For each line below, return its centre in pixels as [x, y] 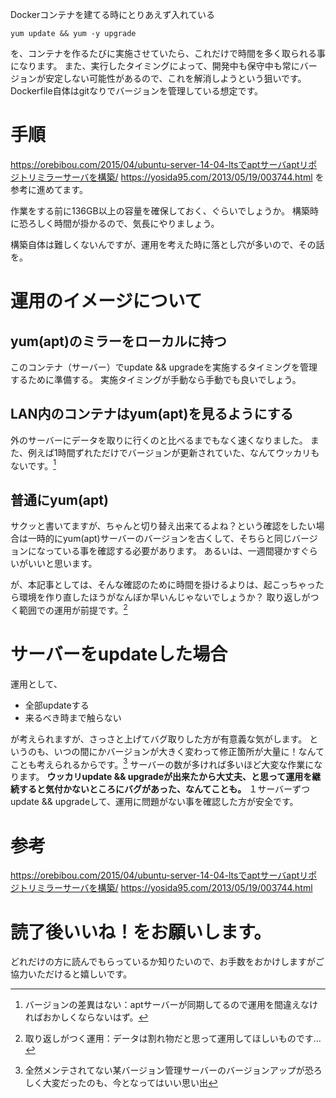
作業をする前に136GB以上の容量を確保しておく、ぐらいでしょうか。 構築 [160, 210]
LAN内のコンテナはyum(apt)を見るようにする [152, 414]
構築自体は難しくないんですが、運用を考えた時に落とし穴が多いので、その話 [167, 244]
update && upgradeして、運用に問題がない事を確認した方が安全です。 [154, 802]
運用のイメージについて [106, 301]
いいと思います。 [62, 564]
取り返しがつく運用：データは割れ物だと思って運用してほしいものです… [173, 1039]
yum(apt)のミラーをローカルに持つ [118, 341]
